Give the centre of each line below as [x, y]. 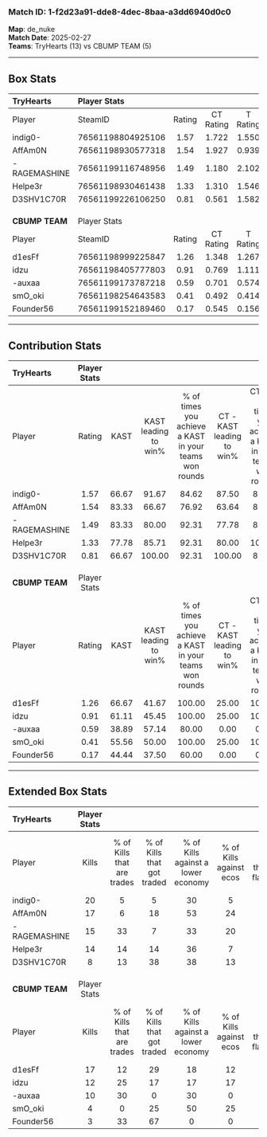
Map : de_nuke [32, 29]
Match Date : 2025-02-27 [50, 37]
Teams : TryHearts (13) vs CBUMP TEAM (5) [80, 46]
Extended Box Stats [58, 792]
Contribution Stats [55, 345]
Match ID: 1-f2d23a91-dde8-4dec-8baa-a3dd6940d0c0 [120, 12]
